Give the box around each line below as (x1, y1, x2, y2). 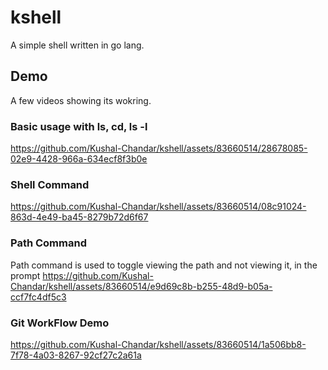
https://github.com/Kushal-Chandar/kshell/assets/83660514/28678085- (10, 142, 308, 155)
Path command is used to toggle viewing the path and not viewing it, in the (10, 259, 318, 271)
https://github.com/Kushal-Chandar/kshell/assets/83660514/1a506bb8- (10, 338, 307, 350)
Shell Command (10, 177, 90, 191)
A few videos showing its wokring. (10, 94, 152, 106)
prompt (10, 269, 41, 281)
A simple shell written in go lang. (10, 39, 145, 51)
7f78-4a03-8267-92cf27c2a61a (10, 349, 142, 361)
